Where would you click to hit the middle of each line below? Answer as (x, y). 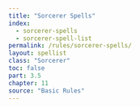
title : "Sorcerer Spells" (52, 16)
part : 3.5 (25, 76)
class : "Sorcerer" (39, 61)
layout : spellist (38, 53)
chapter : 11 (28, 83)
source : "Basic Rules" (47, 91)
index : (19, 23)
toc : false (27, 68)
